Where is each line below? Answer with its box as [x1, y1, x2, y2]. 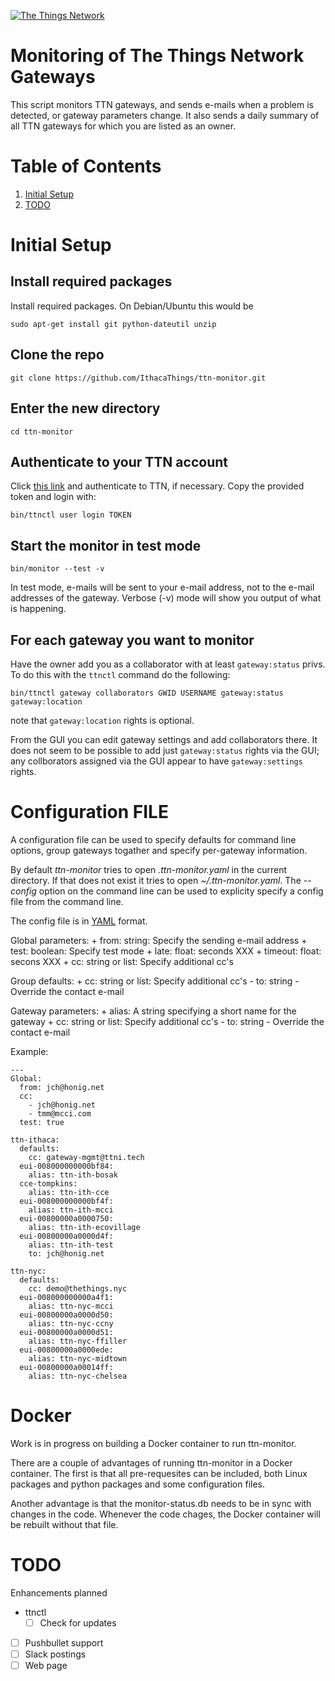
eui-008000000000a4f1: [19, 1292, 114, 1302]
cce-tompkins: [19, 1178, 78, 1189]
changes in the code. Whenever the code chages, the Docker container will [10, 1508, 321, 1520]
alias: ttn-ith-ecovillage [28, 1222, 141, 1232]
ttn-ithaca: [10, 1135, 60, 1145]
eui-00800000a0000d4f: [19, 1231, 114, 1241]
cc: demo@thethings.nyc [28, 1283, 128, 1294]
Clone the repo [10, 346, 105, 364]
